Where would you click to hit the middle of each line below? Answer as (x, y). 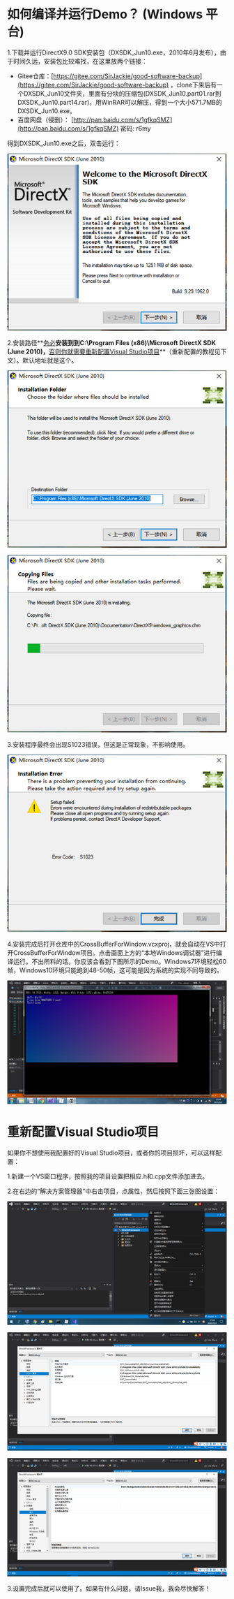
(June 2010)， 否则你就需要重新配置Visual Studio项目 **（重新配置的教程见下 (117, 351)
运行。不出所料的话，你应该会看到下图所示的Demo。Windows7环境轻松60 (120, 961)
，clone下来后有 (194, 85)
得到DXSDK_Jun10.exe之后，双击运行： (64, 143)
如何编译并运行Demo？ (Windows (105, 14)
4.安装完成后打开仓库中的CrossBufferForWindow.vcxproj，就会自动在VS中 (114, 944)
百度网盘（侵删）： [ (45, 119)
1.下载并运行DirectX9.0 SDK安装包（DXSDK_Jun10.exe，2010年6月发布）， (114, 52)
